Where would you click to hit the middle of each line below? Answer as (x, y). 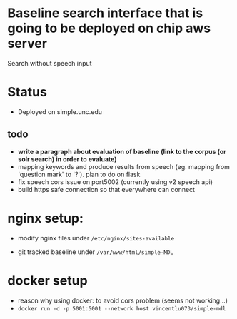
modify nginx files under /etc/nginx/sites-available (96, 238)
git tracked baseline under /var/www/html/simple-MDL (95, 252)
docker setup (47, 280)
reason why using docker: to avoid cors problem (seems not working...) (123, 300)
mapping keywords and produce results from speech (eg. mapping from (124, 166)
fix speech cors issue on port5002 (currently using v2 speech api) (115, 182)
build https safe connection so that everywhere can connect (106, 189)
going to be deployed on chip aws (109, 28)
